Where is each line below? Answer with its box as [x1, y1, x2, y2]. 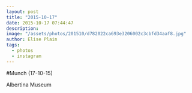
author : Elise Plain [6, 36, 58, 42]
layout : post [6, 8, 39, 15]
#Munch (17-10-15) [6, 69, 53, 76]
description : [6, 25, 39, 32]
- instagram [11, 53, 42, 59]
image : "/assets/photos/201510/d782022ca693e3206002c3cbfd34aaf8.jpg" [6, 31, 187, 37]
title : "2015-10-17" [6, 14, 58, 20]
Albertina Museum [6, 81, 52, 88]
